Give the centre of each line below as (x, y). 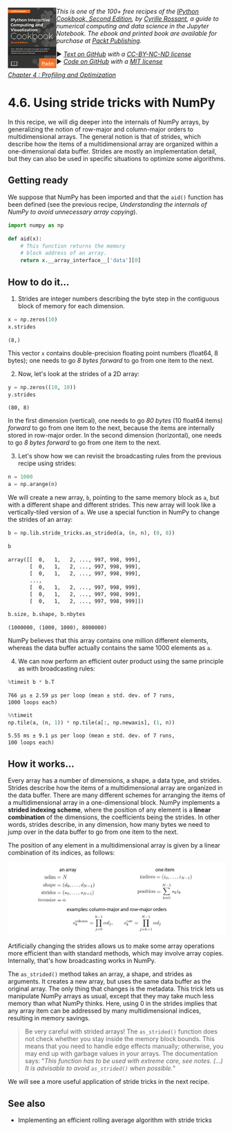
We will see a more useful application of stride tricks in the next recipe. (109, 1082)
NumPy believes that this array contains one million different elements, (108, 640)
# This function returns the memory (73, 246)
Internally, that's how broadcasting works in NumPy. (82, 961)
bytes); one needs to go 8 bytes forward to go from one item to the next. (111, 360)
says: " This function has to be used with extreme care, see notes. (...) (124, 1061)
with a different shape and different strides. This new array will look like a (112, 505)
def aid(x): (25, 239)
